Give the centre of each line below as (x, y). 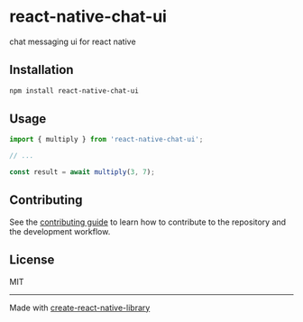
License (32, 260)
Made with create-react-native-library (80, 308)
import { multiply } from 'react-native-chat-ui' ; (106, 140)
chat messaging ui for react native (73, 41)
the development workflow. (60, 231)
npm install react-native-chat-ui (74, 91)
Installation (41, 70)
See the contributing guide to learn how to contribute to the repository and (148, 222)
